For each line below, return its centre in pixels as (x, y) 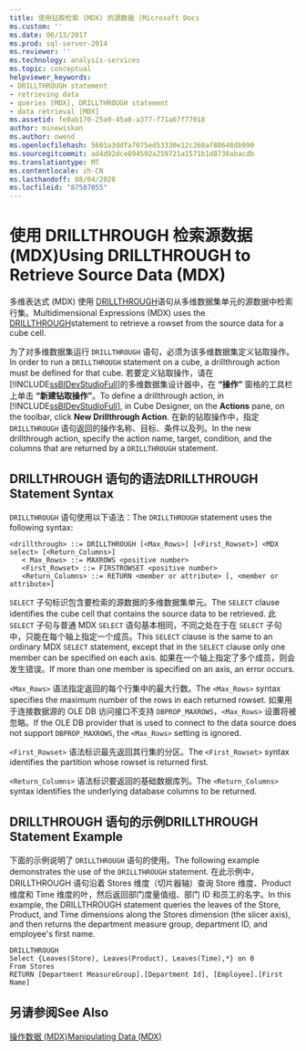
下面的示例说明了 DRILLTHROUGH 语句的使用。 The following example (134, 860)
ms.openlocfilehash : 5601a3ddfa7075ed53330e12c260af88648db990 (132, 145)
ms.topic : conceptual (51, 69)
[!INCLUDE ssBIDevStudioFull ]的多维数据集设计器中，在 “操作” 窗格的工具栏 (151, 384)
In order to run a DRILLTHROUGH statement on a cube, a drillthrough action (145, 363)
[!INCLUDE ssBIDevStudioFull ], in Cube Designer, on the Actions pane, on (147, 406)
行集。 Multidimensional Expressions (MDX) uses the (107, 313)
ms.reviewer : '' (40, 52)
